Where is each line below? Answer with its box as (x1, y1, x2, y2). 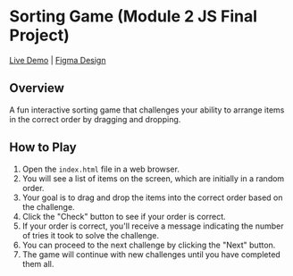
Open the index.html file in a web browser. (21, 163, 180, 174)
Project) (9, 25, 70, 46)
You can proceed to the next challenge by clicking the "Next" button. (21, 239, 276, 250)
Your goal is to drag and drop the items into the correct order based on (21, 192, 283, 203)
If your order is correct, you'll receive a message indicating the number (21, 221, 284, 231)
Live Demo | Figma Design (9, 54, 106, 65)
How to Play (9, 140, 78, 155)
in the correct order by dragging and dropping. (9, 113, 181, 124)
